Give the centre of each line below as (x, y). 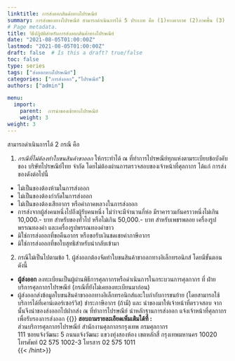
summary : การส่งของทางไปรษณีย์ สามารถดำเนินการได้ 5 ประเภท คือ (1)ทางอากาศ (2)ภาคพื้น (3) (116, 20)
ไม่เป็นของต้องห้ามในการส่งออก (53, 188)
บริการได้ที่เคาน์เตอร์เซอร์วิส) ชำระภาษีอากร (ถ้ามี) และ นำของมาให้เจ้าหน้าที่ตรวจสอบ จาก (120, 303)
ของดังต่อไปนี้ (33, 174)
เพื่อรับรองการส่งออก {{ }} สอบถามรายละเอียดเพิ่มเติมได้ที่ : (85, 318)
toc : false (23, 60)
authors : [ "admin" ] (36, 86)
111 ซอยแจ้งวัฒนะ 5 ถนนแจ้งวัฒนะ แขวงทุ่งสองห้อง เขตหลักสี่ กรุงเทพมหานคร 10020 (117, 334)
